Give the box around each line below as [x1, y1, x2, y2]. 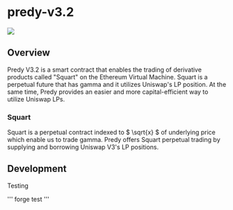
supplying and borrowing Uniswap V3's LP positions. [7, 143, 159, 152]
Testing [7, 181, 29, 190]
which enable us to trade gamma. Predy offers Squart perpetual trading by [7, 136, 220, 144]
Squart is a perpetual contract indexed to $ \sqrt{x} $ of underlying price [7, 128, 216, 136]
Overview [7, 47, 51, 59]
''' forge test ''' [7, 195, 50, 203]
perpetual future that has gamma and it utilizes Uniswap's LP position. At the [7, 80, 227, 88]
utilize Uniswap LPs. [7, 95, 65, 103]
